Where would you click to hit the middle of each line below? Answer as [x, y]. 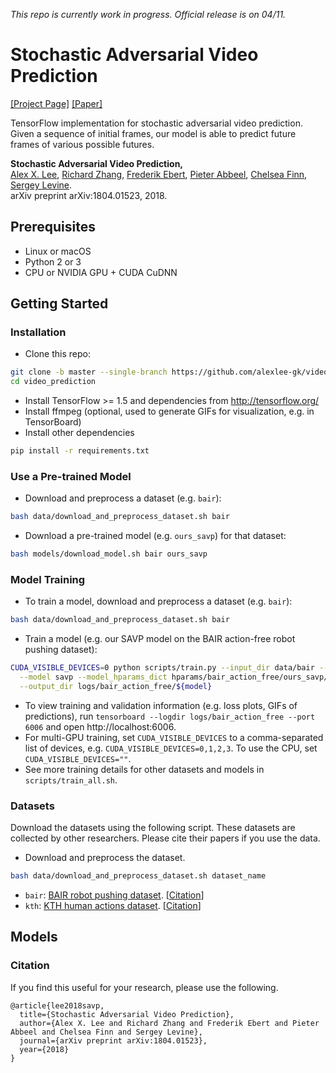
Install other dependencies [79, 433]
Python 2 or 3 [53, 261]
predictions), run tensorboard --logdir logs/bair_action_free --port [170, 716]
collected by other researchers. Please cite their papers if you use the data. [165, 838]
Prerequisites [53, 227]
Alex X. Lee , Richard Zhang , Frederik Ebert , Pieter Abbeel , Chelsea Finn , [159, 174]
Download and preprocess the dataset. [105, 858]
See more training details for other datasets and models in [144, 769]
